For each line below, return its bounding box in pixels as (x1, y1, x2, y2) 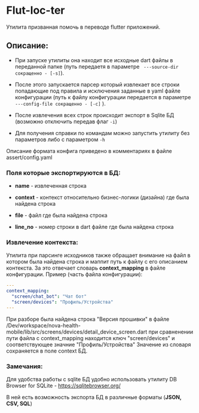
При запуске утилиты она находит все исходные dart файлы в (14, 56, 173, 63)
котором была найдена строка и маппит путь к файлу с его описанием (6, 258, 188, 265)
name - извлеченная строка (14, 182, 87, 189)
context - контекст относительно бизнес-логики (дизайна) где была (14, 194, 189, 201)
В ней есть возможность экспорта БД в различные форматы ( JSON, (6, 394, 182, 401)
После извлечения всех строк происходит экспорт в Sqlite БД (14, 111, 174, 118)
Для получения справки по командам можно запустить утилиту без (14, 129, 190, 136)
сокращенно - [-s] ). (14, 69, 65, 77)
